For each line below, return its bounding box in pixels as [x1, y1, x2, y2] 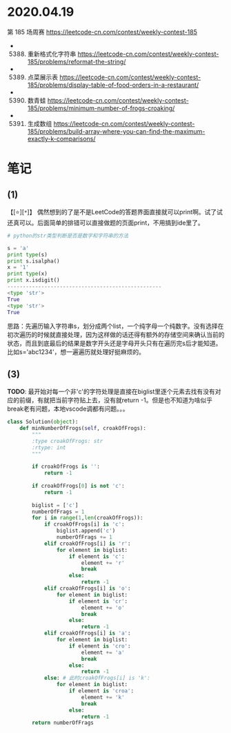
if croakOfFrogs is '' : [32, 463, 100, 471]
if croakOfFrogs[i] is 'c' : [43, 521, 125, 528]
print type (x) [7, 270, 48, 278]
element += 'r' [81, 559, 125, 566]
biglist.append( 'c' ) [56, 528, 116, 535]
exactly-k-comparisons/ [27, 134, 96, 143]
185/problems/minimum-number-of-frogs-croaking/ [27, 104, 175, 112]
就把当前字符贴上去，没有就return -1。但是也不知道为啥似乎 [43, 396, 212, 404]
